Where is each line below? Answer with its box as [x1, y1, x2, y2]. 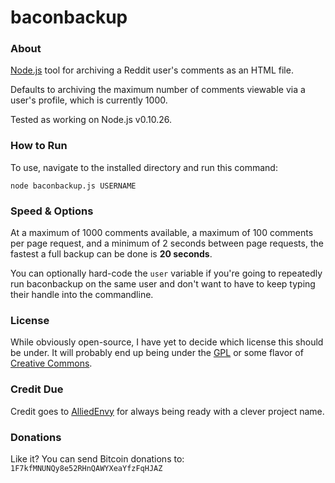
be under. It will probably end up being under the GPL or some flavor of [10, 347, 304, 359]
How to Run [10, 139, 68, 153]
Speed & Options [10, 204, 94, 218]
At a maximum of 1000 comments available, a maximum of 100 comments [10, 227, 314, 239]
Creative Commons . [10, 357, 93, 370]
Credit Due [10, 382, 64, 396]
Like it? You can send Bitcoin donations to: [10, 452, 185, 465]
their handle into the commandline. [10, 289, 154, 301]
